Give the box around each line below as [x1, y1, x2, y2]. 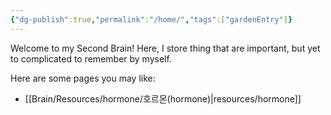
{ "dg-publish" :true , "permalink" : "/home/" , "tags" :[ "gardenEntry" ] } [10, 14, 293, 25]
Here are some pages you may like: [10, 72, 156, 84]
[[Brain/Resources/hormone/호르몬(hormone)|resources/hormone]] [24, 92, 302, 105]
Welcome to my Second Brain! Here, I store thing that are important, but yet [10, 42, 321, 54]
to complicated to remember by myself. [10, 52, 172, 65]
